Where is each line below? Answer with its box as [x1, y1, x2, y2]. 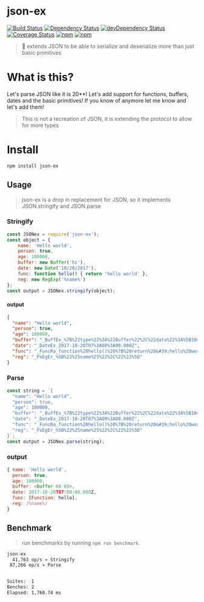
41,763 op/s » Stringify [12, 556, 75, 563]
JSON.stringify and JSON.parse [21, 202, 102, 210]
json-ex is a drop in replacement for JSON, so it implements [21, 196, 171, 203]
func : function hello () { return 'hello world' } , [18, 270, 148, 277]
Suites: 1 [7, 578, 35, 584]
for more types [21, 121, 59, 129]
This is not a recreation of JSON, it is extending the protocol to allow [21, 115, 192, 122]
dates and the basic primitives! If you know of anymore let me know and [7, 97, 186, 104]
